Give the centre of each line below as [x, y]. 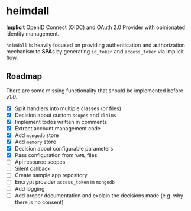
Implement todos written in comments [61, 122]
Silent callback [33, 169]
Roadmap [24, 76]
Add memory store [35, 142]
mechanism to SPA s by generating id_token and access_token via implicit [95, 51]
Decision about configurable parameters [64, 149]
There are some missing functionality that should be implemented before [95, 91]
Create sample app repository [51, 175]
